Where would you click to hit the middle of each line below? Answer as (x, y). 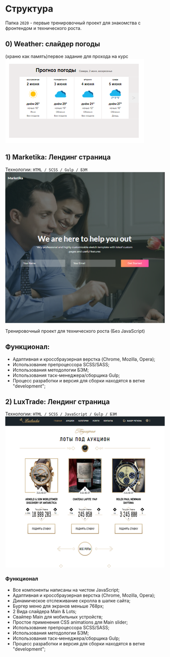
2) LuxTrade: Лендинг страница (58, 402)
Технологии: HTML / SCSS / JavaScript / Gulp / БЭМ (61, 414)
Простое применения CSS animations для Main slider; (70, 622)
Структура (29, 9)
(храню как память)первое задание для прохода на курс (67, 56)
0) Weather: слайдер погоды (53, 44)
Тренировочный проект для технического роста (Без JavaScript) (75, 331)
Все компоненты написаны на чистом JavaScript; (66, 590)
